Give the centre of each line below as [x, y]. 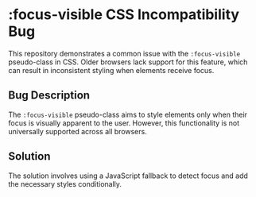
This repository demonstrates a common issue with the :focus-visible [124, 53]
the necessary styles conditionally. [65, 183]
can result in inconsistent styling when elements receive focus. [111, 70]
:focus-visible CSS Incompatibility [124, 15]
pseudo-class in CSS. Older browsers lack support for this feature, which [128, 62]
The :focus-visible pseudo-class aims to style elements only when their [128, 114]
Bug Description [49, 96]
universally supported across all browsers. [78, 131]
